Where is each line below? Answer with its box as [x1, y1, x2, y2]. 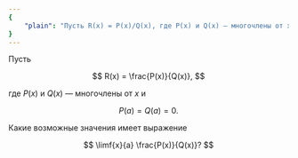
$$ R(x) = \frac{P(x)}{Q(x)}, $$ [92, 71, 205, 82]
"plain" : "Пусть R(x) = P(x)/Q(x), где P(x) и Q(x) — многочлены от [24, 21, 284, 30]
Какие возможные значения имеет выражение [8, 122, 188, 133]
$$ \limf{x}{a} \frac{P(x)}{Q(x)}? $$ [83, 139, 214, 151]
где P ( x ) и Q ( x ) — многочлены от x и [8, 88, 146, 99]
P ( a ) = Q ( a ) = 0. [118, 106, 179, 116]
